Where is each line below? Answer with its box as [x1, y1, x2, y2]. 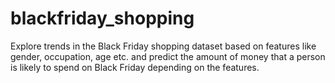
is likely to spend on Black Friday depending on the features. [10, 61, 260, 73]
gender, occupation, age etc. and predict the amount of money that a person [10, 50, 326, 62]
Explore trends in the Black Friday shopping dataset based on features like [10, 40, 317, 52]
